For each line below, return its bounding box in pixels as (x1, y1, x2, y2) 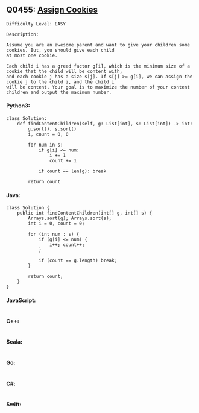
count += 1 (49, 158, 77, 164)
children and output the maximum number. (6, 89, 112, 95)
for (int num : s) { (28, 232, 80, 238)
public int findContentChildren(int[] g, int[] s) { (17, 210, 153, 216)
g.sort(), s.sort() (28, 126, 77, 132)
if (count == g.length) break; (38, 257, 118, 264)
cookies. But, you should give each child (6, 47, 115, 53)
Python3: (6, 102, 30, 109)
